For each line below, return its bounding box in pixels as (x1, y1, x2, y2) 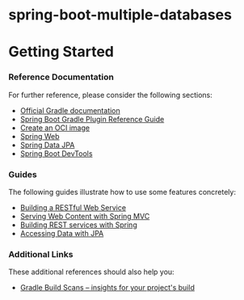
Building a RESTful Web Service (19, 202, 127, 212)
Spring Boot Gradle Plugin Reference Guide (19, 114, 165, 124)
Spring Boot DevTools (19, 148, 93, 158)
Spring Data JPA (19, 140, 75, 150)
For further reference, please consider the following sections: (8, 90, 212, 99)
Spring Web (19, 131, 60, 141)
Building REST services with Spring (19, 220, 137, 230)
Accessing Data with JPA (19, 228, 104, 238)
